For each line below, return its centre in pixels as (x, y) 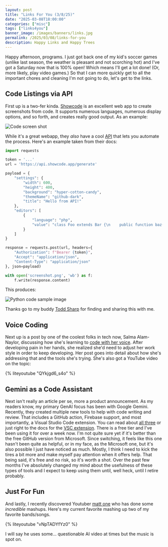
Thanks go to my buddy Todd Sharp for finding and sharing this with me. (80, 309)
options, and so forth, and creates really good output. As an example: (76, 116)
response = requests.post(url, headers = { (49, 248)
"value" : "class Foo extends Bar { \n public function (92, 225)
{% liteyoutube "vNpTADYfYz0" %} (41, 524)
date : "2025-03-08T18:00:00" (35, 19)
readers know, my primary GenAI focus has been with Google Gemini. (77, 406)
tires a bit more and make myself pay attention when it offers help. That (79, 455)
